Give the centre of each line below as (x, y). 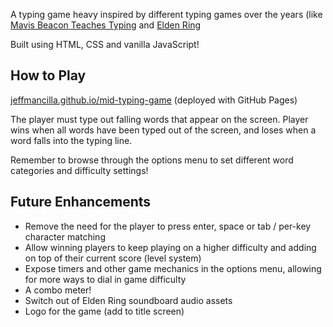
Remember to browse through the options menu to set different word (152, 160)
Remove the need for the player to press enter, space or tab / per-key (168, 226)
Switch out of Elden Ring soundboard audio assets (128, 300)
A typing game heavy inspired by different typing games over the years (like (166, 14)
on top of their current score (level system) (113, 258)
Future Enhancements (81, 202)
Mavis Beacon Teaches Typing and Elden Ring (106, 25)
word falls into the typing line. (71, 140)
